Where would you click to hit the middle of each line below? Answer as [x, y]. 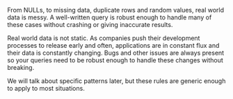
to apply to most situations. [46, 88]
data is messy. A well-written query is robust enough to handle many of [110, 17]
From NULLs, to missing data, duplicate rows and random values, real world [116, 10]
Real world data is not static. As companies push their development [104, 38]
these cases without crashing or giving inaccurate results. [90, 25]
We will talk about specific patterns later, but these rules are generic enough [116, 81]
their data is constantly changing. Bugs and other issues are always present [116, 53]
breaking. [21, 67]
